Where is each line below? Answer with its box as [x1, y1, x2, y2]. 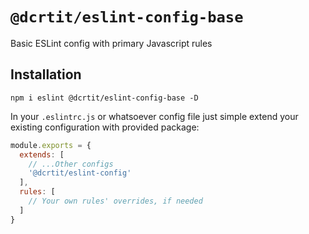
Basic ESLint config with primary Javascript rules [10, 37, 213, 49]
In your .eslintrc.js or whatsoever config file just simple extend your [10, 110, 299, 122]
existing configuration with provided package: [10, 121, 200, 133]
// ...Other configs [28, 159, 114, 169]
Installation [10, 66, 82, 83]
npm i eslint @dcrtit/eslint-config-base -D [10, 93, 199, 103]
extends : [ [19, 149, 65, 160]
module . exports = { [10, 140, 92, 150]
